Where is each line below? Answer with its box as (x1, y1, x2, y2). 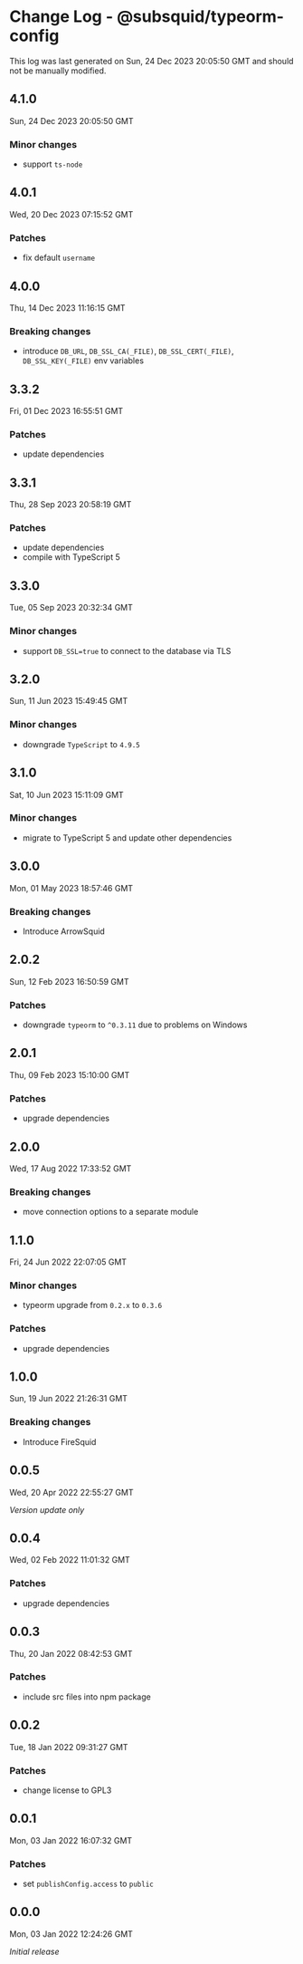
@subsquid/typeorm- (116, 6, 285, 27)
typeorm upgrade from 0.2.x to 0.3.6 (22, 1300, 163, 1311)
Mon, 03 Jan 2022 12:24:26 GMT (9, 1928, 134, 1940)
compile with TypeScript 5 (22, 552, 120, 563)
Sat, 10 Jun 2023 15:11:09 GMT (9, 789, 124, 800)
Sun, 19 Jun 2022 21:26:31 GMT (9, 1393, 128, 1404)
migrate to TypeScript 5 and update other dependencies (22, 832, 232, 843)
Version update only (9, 1504, 85, 1515)
